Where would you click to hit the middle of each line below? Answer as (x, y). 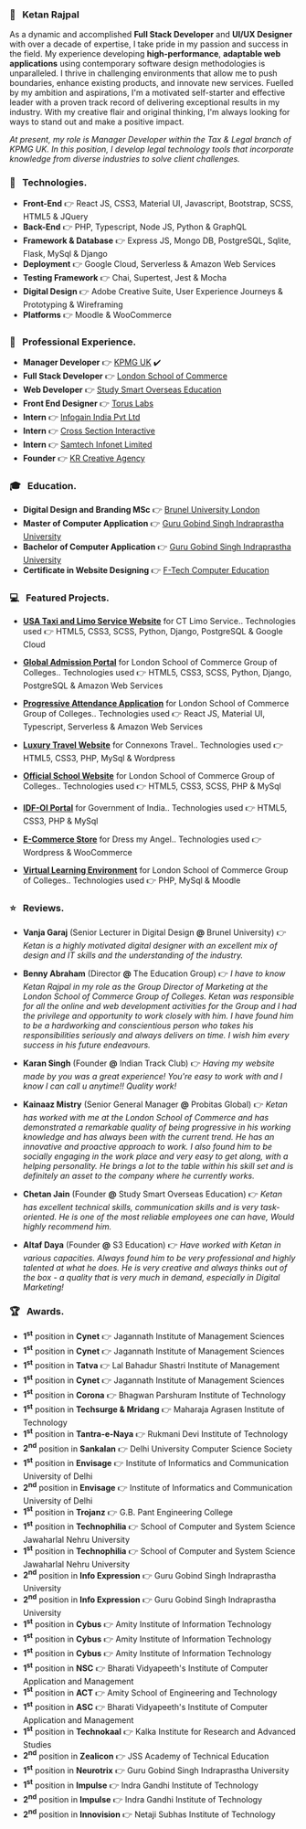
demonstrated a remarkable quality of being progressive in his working (157, 1127)
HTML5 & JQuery (55, 216)
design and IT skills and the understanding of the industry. (133, 955)
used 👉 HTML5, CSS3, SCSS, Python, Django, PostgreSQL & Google (153, 632)
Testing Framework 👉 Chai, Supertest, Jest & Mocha (124, 277)
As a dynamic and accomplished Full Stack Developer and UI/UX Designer (151, 35)
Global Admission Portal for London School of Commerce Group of (150, 663)
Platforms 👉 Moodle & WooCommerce (97, 314)
